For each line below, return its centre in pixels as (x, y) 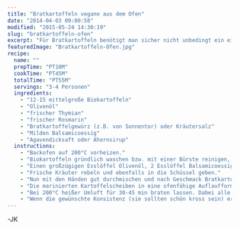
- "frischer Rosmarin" (54, 119)
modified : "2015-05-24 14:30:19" (57, 27)
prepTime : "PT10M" (41, 67)
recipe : (19, 54)
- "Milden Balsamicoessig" (60, 133)
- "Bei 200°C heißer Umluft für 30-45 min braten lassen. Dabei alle (126, 193)
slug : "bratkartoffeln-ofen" (51, 34)
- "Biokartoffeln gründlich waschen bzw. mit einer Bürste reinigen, (126, 160)
